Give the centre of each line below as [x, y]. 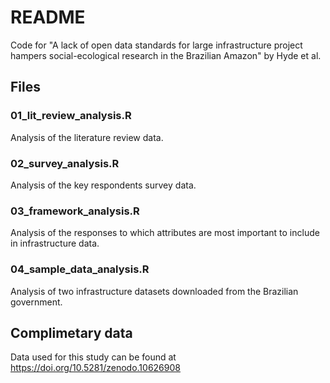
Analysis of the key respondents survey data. [103, 185]
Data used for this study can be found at [93, 357]
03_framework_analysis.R [75, 211]
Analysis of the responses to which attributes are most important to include [165, 233]
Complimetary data [71, 332]
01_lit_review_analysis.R [71, 116]
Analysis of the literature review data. [87, 137]
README [48, 17]
